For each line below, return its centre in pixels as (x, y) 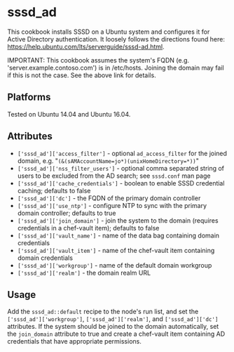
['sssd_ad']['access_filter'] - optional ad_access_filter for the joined (122, 153)
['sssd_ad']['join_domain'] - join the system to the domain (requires (118, 220)
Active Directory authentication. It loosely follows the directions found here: (116, 39)
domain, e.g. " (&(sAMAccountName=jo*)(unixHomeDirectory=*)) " (108, 161)
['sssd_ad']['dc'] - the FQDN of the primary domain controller (109, 198)
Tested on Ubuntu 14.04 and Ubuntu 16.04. (69, 114)
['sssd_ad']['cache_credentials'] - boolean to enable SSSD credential (121, 183)
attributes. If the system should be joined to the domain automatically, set (113, 327)
